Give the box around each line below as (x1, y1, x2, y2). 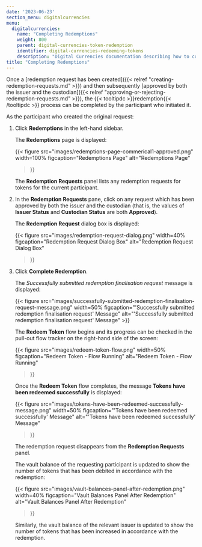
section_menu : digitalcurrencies (6, 14, 90, 20)
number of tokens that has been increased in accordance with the (14, 527, 179, 535)
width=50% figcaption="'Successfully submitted (73, 304, 195, 311)
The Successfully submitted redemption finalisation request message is (14, 279, 193, 286)
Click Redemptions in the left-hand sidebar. (14, 124, 124, 132)
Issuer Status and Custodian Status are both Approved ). (14, 208, 158, 215)
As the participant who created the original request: (6, 112, 134, 120)
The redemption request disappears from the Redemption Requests (14, 442, 185, 450)
